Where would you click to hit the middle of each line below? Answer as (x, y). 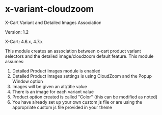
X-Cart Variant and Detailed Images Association (53, 23)
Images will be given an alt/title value (50, 86)
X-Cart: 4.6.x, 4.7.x (24, 41)
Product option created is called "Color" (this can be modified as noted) (85, 97)
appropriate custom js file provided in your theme (62, 107)
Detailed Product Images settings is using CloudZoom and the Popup (82, 76)
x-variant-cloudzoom (50, 9)
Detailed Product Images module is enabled (56, 71)
